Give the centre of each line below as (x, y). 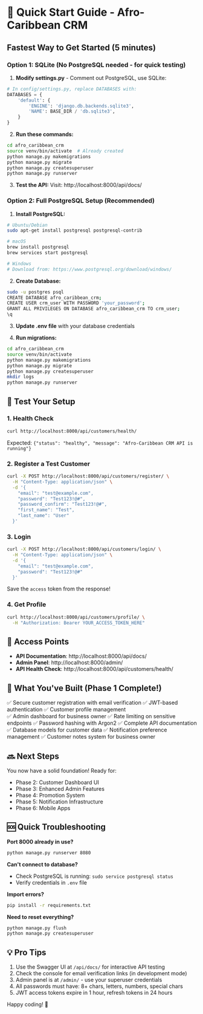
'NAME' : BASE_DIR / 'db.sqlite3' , (72, 111)
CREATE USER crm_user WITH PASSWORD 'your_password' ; (76, 303)
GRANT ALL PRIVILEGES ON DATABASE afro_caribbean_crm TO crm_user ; (94, 309)
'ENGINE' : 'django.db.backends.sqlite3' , (82, 106)
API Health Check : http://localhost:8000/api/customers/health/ (95, 669)
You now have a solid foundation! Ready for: (62, 770)
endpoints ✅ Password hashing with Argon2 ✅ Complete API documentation (102, 723)
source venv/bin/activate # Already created (65, 151)
